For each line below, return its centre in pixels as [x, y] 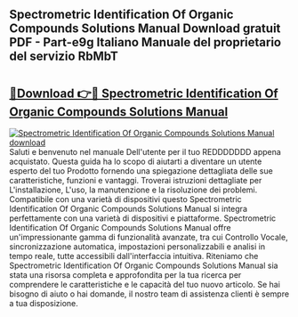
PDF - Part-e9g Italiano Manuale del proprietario [145, 42]
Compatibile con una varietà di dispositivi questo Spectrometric [125, 199]
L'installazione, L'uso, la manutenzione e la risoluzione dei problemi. [133, 190]
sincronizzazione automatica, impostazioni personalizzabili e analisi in [137, 247]
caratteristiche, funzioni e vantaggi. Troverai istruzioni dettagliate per [136, 180]
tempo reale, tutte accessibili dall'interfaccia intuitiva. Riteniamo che [134, 256]
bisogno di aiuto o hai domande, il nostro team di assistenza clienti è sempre [149, 294]
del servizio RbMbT [64, 57]
